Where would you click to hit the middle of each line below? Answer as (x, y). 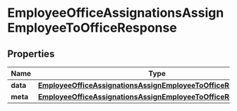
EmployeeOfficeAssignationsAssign (116, 13)
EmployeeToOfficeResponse (92, 28)
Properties (31, 54)
